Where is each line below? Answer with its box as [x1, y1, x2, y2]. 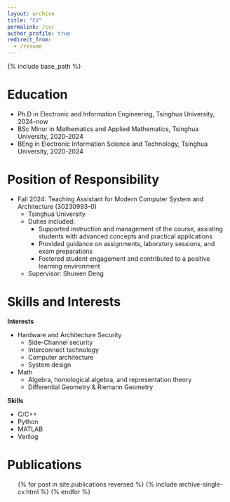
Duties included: [27, 217, 76, 225]
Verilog [17, 432, 39, 440]
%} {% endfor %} [40, 487, 91, 496]
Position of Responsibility [7, 172, 160, 188]
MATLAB [17, 425, 43, 433]
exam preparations [38, 247, 93, 255]
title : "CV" [7, 17, 42, 24]
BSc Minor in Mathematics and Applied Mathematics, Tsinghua [17, 124, 199, 133]
